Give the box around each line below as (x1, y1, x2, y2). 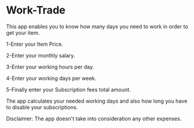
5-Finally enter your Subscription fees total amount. (6, 86, 131, 93)
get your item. (6, 29, 40, 36)
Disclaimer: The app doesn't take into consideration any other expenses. (6, 115, 182, 122)
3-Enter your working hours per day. (6, 63, 95, 70)
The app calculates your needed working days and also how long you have (6, 97, 188, 105)
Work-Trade (6, 4, 66, 17)
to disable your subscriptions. (6, 103, 78, 110)
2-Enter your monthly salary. (6, 52, 75, 59)
